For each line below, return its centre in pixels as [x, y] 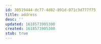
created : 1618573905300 [30, 29]
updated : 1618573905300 [30, 24]
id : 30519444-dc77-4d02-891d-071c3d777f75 [50, 10]
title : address [21, 15]
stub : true [17, 33]
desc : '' [14, 19]
